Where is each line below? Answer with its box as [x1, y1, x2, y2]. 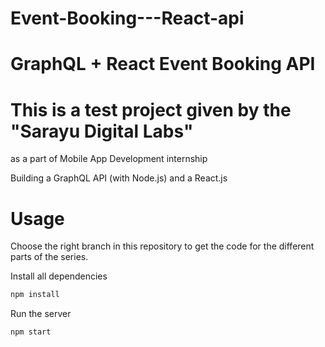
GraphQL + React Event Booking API [10, 53, 316, 76]
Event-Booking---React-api [10, 7, 245, 30]
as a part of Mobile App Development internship [10, 153, 208, 165]
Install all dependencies [10, 270, 108, 282]
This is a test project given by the [10, 98, 292, 121]
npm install [10, 290, 60, 300]
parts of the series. [10, 251, 89, 263]
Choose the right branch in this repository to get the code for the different [10, 240, 315, 252]
